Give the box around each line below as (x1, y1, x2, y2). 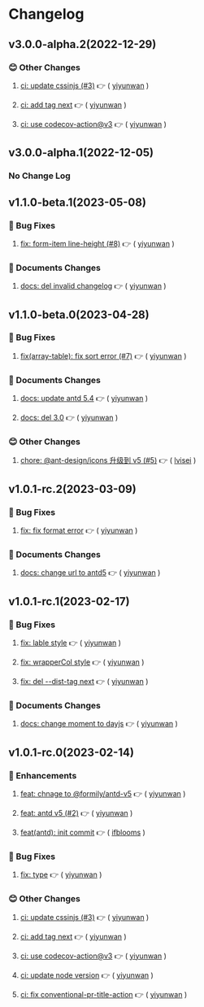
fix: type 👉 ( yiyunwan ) (20, 870, 102, 879)
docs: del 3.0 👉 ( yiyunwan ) (20, 412, 119, 423)
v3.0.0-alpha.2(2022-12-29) (8, 37, 157, 51)
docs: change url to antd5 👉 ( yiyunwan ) (20, 568, 161, 578)
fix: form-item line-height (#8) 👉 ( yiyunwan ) (20, 238, 175, 248)
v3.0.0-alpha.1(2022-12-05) (8, 146, 154, 159)
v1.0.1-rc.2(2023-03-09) (8, 482, 137, 496)
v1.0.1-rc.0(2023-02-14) (8, 745, 134, 759)
